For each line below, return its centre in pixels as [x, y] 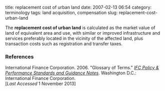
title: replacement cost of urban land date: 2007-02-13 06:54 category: [78, 7]
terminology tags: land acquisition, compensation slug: [61, 13]
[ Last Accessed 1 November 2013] [40, 84]
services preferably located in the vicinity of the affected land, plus [74, 38]
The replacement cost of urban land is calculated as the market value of [80, 28]
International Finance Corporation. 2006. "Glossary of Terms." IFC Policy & [82, 68]
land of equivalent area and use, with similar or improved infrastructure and [83, 33]
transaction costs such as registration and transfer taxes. [64, 44]
